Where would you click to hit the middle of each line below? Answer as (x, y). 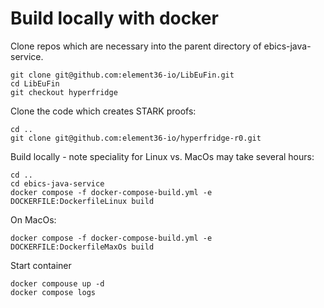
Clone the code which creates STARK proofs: (103, 111)
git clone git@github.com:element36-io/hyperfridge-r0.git (136, 138)
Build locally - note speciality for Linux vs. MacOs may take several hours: (162, 156)
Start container (41, 265)
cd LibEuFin (35, 83)
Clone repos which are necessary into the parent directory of (136, 46)
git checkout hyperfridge (64, 92)
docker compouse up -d (57, 283)
